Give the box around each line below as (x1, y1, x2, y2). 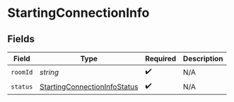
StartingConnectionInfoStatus (40, 82, 139, 91)
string (40, 67, 59, 77)
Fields (7, 33, 35, 45)
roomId (11, 68, 33, 76)
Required (144, 54, 177, 63)
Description (182, 54, 224, 63)
